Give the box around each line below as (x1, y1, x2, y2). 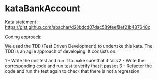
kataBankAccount (5, 3, 80, 14)
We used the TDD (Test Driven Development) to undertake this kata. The (5, 43, 153, 49)
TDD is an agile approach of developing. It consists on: (5, 48, 117, 54)
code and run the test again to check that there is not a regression (5, 68, 140, 74)
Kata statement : (5, 19, 39, 25)
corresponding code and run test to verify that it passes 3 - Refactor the (5, 63, 152, 69)
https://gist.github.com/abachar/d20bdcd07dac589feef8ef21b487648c (5, 24, 151, 30)
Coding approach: (5, 34, 42, 39)
